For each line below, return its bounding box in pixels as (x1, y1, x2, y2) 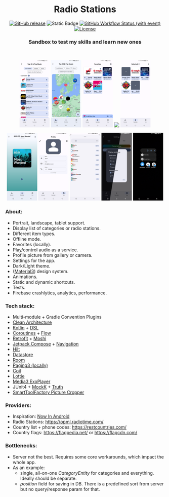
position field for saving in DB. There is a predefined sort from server (20, 480, 164, 487)
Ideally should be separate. (20, 475, 77, 481)
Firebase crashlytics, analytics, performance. (12, 290, 107, 296)
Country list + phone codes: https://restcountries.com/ (12, 424, 127, 430)
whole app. (12, 459, 36, 465)
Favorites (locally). (12, 241, 52, 247)
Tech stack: (5, 302, 35, 310)
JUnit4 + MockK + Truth (12, 384, 63, 390)
